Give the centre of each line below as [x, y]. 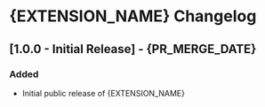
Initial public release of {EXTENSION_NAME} [103, 93]
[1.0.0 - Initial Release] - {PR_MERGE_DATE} [133, 49]
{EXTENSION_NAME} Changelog [133, 16]
